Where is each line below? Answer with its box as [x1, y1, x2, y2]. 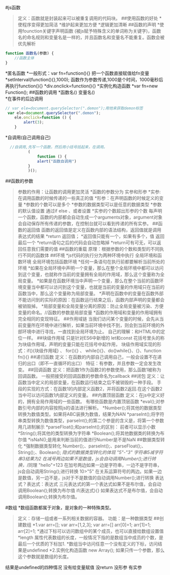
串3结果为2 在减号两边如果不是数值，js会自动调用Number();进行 [17, 456, 152, 462]
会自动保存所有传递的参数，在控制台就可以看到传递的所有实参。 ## [17, 221, 158, 227]
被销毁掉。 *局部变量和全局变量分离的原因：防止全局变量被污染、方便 [17, 303, 164, 309]
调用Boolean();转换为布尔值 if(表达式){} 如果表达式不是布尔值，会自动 [17, 488, 163, 494]
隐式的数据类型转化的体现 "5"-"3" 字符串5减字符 [62, 449, 163, 456]
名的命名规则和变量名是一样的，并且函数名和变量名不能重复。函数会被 [17, 35, 165, 40]
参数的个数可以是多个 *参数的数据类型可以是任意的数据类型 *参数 [25, 201, 162, 207]
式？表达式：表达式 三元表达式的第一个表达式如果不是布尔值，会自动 [17, 481, 161, 487]
